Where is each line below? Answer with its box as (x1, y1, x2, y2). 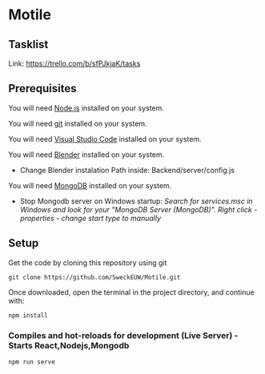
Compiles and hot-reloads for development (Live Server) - (8, 330, 239, 341)
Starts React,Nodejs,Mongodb (8, 340, 130, 351)
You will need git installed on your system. (8, 119, 147, 128)
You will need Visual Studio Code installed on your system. (8, 134, 202, 143)
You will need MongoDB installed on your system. (8, 180, 172, 190)
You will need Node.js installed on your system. (8, 103, 164, 113)
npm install (8, 311, 48, 320)
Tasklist (8, 38, 49, 51)
